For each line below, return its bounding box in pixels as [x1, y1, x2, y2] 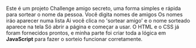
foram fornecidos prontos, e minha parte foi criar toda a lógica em [6, 29, 166, 36]
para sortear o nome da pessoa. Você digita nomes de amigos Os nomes [6, 11, 183, 18]
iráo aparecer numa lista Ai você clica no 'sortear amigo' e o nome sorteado [6, 17, 190, 24]
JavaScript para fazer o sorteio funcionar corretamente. [6, 36, 143, 42]
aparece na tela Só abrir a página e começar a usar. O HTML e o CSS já [6, 23, 180, 30]
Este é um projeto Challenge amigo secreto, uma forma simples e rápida [6, 5, 181, 12]
